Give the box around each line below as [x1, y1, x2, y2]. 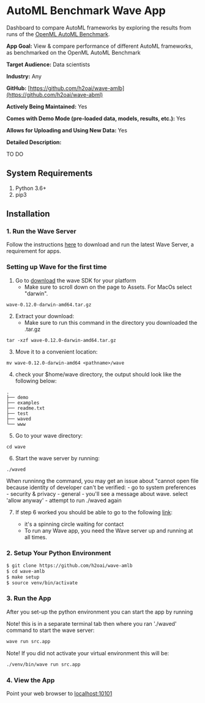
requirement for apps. [6, 248, 61, 255]
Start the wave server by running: [15, 454, 100, 462]
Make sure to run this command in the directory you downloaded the [24, 319, 198, 326]
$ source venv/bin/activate [6, 580, 78, 586]
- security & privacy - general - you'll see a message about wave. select [6, 490, 188, 497]
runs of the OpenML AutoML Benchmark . [6, 30, 110, 37]
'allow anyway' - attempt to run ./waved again [6, 496, 122, 504]
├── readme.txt [6, 405, 45, 411]
